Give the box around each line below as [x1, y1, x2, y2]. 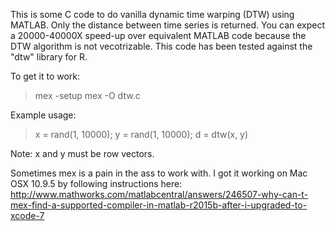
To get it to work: [10, 70, 81, 82]
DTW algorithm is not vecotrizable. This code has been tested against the [10, 40, 313, 52]
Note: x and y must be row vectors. [10, 148, 155, 159]
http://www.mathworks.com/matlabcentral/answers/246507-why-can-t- [10, 189, 309, 200]
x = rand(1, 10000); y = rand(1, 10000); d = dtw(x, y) [34, 129, 249, 140]
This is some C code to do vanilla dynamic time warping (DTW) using [10, 9, 295, 20]
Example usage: [10, 109, 77, 121]
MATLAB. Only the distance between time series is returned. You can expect [10, 19, 326, 31]
